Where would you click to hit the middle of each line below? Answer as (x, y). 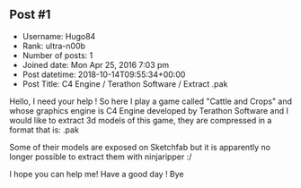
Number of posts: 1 (58, 55)
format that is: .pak (44, 130)
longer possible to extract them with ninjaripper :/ (101, 157)
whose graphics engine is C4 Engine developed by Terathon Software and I (149, 110)
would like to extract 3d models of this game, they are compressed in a (141, 120)
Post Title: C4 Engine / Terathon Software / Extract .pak (125, 83)
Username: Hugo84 (59, 36)
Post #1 (30, 15)
